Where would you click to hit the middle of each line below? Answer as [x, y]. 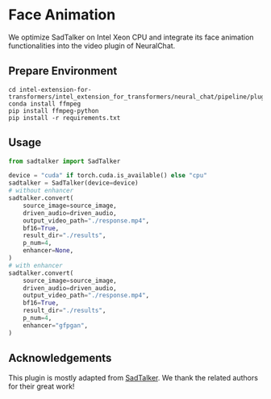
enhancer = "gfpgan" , [56, 325]
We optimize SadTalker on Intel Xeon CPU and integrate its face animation [131, 37]
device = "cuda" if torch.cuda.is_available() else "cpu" [108, 176]
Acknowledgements [60, 358]
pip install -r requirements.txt [65, 118]
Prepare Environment [63, 71]
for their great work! [42, 386]
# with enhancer [35, 265]
